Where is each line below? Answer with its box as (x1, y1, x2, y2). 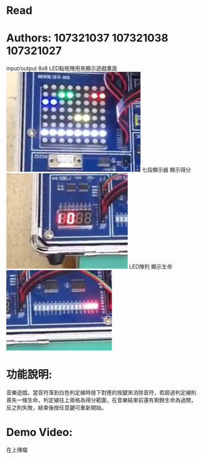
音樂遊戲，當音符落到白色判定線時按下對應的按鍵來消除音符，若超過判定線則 (6, 389, 197, 396)
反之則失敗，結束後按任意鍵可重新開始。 (6, 404, 107, 411)
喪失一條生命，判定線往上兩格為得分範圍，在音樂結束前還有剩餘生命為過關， (6, 396, 197, 404)
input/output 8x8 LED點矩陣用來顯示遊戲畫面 (6, 65, 118, 72)
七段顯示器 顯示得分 (141, 166, 191, 174)
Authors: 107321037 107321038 (6, 31, 169, 45)
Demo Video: (6, 426, 73, 439)
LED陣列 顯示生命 (128, 263, 173, 270)
